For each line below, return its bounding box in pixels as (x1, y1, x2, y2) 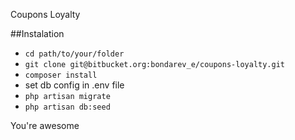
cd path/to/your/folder (24, 49, 125, 59)
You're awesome (10, 120, 80, 131)
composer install (24, 70, 98, 80)
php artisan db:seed (24, 102, 111, 112)
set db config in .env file (24, 79, 125, 91)
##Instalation (10, 28, 65, 39)
